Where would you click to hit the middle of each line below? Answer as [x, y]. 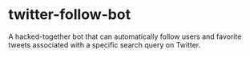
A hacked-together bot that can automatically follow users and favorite [125, 36]
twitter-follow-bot [69, 15]
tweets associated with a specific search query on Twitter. [105, 44]
